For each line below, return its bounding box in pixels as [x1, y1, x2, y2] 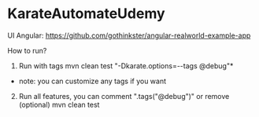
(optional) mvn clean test [18, 100, 100, 109]
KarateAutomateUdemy [7, 5, 166, 23]
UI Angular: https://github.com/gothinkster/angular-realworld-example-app [7, 31, 251, 40]
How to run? [7, 46, 47, 55]
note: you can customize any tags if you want [18, 76, 167, 86]
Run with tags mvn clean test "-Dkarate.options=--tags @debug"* [18, 60, 234, 71]
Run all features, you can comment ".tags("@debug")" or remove [18, 91, 230, 101]
